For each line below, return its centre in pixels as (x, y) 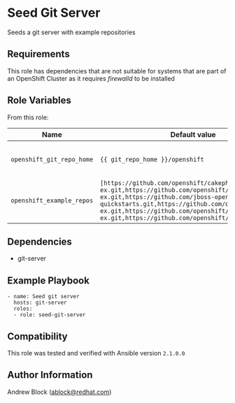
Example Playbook (48, 280)
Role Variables (39, 100)
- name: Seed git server (43, 297)
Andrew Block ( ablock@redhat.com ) (59, 392)
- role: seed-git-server (50, 315)
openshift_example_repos (52, 200)
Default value (193, 134)
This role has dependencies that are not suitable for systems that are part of (117, 71)
